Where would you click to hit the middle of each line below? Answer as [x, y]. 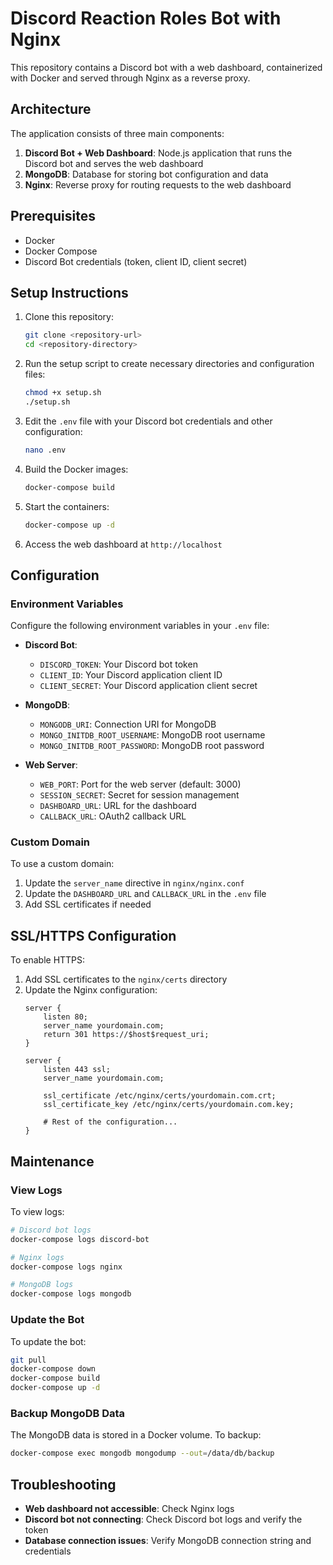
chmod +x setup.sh [63, 393]
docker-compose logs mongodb [71, 1294]
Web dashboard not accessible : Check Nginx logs [129, 1509]
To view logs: [37, 1211]
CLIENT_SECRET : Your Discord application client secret [148, 686]
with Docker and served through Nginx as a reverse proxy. [130, 78]
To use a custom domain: [62, 864]
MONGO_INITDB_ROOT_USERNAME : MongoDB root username [152, 735]
